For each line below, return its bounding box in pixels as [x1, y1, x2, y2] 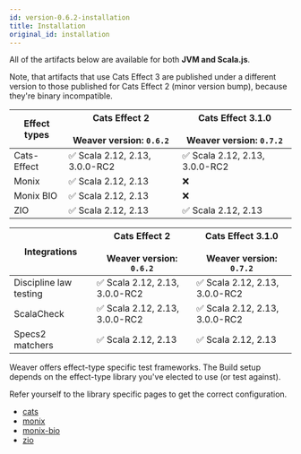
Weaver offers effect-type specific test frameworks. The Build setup [9, 362, 262, 373]
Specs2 [13, 328, 47, 340]
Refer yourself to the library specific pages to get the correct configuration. [9, 389, 288, 399]
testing [13, 287, 43, 300]
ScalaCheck [13, 308, 64, 321]
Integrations [23, 245, 78, 258]
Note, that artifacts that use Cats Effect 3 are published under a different [9, 72, 277, 82]
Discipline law [13, 277, 73, 289]
